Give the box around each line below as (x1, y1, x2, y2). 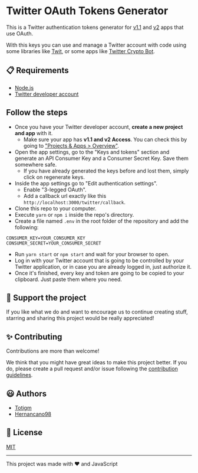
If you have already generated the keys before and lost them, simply (23, 167, 189, 174)
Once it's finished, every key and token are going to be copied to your (14, 269, 184, 276)
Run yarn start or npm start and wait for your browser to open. (14, 250, 170, 257)
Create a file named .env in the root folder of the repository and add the (14, 217, 189, 224)
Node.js (14, 84, 34, 91)
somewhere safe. (14, 161, 57, 168)
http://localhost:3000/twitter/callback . (23, 198, 126, 205)
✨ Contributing (6, 332, 62, 342)
